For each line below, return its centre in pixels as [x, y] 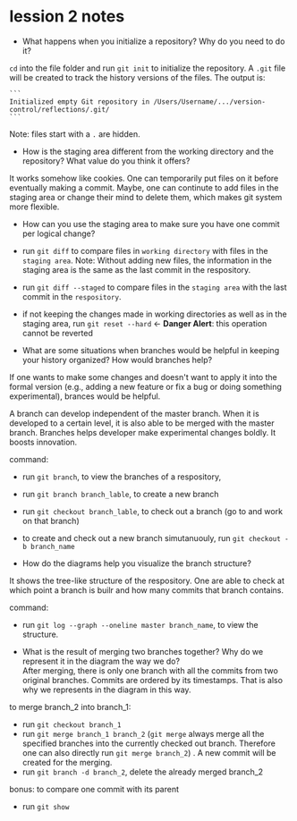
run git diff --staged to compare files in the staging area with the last [155, 287]
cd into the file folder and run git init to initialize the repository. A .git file [148, 68]
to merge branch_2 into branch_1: [70, 707]
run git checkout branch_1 [72, 724]
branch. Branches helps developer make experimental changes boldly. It [143, 432]
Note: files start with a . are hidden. [75, 134]
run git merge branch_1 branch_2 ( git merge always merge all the [143, 733]
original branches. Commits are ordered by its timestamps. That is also [153, 680]
